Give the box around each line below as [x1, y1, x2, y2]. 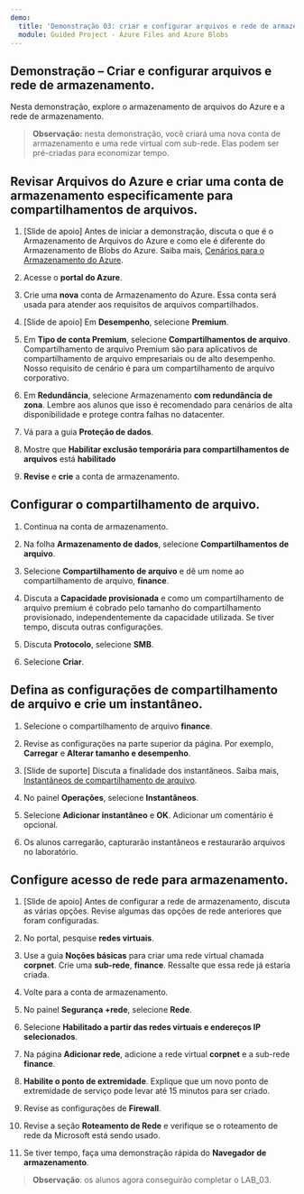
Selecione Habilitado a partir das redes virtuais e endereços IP [23, 1022, 261, 1033]
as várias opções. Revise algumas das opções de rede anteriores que [23, 905, 282, 916]
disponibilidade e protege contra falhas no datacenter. [23, 409, 226, 419]
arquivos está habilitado [23, 454, 116, 464]
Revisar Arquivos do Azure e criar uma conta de [10, 173, 284, 189]
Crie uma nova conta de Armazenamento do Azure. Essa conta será [23, 289, 277, 300]
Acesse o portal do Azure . [23, 272, 123, 282]
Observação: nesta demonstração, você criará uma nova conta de [32, 128, 281, 140]
